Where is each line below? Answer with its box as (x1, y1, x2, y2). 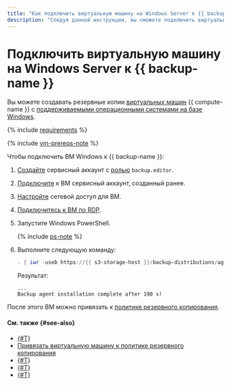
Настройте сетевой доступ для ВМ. (16, 192, 122, 201)
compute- (195, 98, 223, 107)
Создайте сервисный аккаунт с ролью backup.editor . (16, 166, 174, 174)
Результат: (16, 272, 49, 280)
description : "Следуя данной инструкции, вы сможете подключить (7, 16, 195, 23)
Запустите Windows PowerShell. (16, 219, 111, 228)
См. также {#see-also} (7, 318, 76, 327)
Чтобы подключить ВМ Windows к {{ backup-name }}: (7, 153, 164, 161)
